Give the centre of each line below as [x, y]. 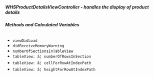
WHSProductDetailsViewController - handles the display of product [77, 7]
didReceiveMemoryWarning [38, 46]
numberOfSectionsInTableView [43, 51]
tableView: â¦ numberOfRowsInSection [52, 56]
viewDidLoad [25, 40]
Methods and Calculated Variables [42, 24]
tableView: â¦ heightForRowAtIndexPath [54, 70]
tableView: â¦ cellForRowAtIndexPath [52, 63]
